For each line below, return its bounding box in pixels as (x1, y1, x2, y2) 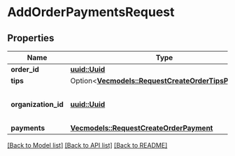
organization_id (10, 99, 64, 109)
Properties (7, 32, 55, 44)
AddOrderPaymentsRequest (7, 4, 175, 20)
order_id (10, 64, 40, 74)
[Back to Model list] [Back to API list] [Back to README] (7, 141, 168, 149)
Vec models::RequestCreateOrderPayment (70, 123, 213, 133)
